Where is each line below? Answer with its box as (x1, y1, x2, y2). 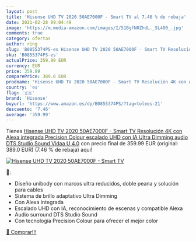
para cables (14, 186, 43, 193)
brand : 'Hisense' (6, 95, 48, 101)
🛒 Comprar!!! (6, 229, 37, 236)
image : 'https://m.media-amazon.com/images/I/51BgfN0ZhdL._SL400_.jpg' (6, 25, 184, 31)
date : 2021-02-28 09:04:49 (6, 19, 72, 25)
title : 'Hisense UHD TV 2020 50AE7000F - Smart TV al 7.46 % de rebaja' (6, 14, 187, 20)
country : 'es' (6, 85, 41, 90)
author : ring (6, 41, 38, 47)
